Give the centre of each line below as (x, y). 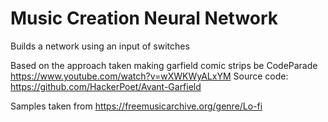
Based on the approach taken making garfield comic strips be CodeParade (164, 65)
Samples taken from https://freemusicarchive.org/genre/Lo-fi (136, 106)
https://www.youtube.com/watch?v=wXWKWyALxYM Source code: (149, 76)
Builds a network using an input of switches (100, 46)
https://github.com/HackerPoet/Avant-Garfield (106, 86)
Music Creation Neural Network (144, 18)
